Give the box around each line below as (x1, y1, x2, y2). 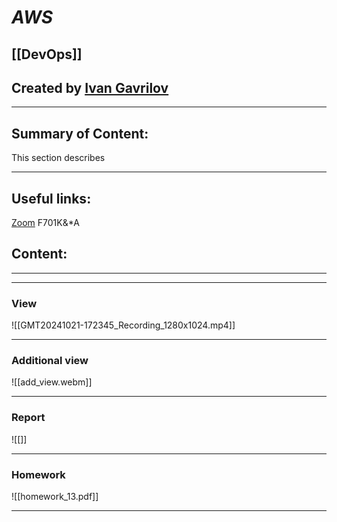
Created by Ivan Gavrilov (11, 79, 169, 96)
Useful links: (11, 190, 92, 207)
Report (11, 411, 46, 425)
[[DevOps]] (11, 46, 83, 63)
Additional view (11, 354, 89, 368)
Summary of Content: (11, 125, 149, 142)
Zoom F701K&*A (11, 217, 80, 229)
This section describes (11, 152, 106, 164)
